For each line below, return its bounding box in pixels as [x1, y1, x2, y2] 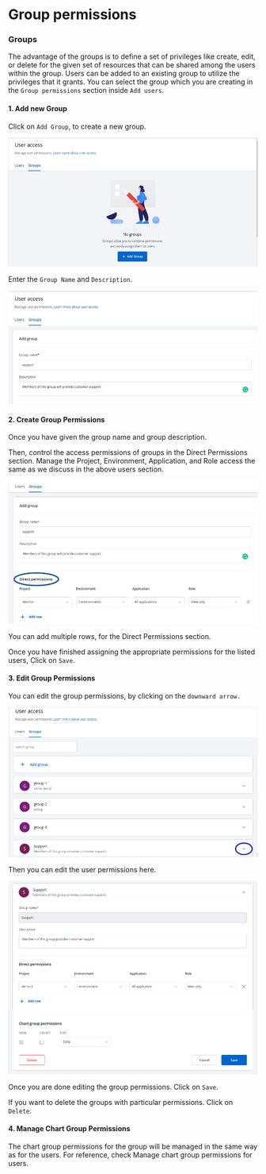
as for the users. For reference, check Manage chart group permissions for [8, 1150, 253, 1160]
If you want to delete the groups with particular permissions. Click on [8, 1097, 234, 1107]
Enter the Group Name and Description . [8, 274, 133, 283]
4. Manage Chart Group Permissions [8, 1124, 131, 1134]
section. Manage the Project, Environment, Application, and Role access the [8, 456, 256, 466]
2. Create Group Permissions [8, 414, 105, 424]
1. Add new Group [8, 104, 67, 114]
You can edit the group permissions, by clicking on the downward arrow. [8, 691, 241, 700]
